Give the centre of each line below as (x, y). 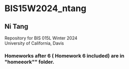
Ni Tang (16, 26)
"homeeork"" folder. (29, 62)
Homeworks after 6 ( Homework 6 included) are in (64, 55)
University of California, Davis (34, 43)
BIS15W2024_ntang (46, 9)
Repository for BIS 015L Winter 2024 (41, 38)
